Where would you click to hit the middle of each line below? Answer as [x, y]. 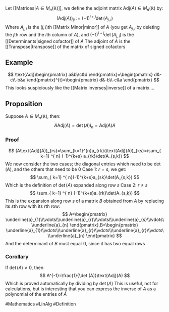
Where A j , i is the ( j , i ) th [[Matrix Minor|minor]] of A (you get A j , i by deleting [82, 28]
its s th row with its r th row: [33, 206]
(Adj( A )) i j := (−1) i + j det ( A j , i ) [85, 18]
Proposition [24, 104]
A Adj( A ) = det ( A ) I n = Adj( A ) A [85, 126]
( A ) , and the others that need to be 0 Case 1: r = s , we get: [66, 169]
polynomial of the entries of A [36, 294]
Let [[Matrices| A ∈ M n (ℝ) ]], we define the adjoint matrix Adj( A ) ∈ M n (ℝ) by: [84, 9]
